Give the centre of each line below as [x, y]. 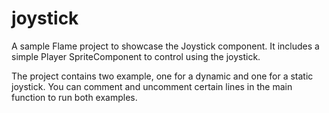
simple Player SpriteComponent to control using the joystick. [136, 56]
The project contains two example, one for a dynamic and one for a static [162, 76]
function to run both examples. [74, 97]
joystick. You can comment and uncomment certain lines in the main [152, 86]
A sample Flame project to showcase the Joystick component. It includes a [165, 46]
